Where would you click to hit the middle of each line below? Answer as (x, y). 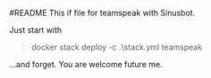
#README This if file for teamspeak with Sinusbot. (102, 13)
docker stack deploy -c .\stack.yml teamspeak (117, 47)
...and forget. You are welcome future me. (86, 64)
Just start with (36, 30)
